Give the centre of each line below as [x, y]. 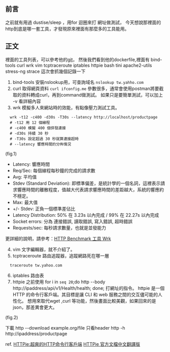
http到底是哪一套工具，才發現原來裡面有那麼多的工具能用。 [67, 28]
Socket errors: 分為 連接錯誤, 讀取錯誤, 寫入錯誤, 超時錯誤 [73, 221]
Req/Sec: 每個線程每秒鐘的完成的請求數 [54, 170]
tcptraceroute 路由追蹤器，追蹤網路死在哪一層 [61, 255]
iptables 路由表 [28, 275]
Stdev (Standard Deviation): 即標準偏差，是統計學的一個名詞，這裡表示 [87, 183]
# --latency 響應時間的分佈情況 [41, 144]
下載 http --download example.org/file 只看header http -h [65, 328]
